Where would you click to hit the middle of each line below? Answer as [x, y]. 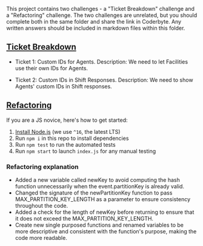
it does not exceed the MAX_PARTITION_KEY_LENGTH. [84, 218]
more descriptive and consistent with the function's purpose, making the [106, 231]
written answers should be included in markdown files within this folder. [96, 28]
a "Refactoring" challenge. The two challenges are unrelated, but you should [102, 15]
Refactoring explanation [42, 167]
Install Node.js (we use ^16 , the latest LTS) [68, 131]
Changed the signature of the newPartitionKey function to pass [94, 193]
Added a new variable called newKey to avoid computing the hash [98, 180]
